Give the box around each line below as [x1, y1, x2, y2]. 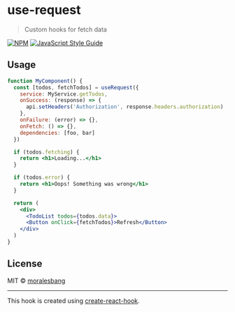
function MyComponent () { [7, 77, 83, 84]
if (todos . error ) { [13, 174, 71, 181]
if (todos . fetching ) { [13, 149, 80, 156]
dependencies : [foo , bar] [20, 129, 96, 136]
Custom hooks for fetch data [24, 25, 107, 34]
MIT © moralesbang [7, 276, 66, 285]
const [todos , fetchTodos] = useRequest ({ [13, 84, 139, 91]
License [7, 258, 43, 270]
